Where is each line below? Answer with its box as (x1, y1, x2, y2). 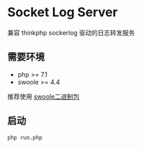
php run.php (7, 134, 42, 141)
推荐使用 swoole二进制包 (7, 92, 80, 101)
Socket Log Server (7, 4, 118, 20)
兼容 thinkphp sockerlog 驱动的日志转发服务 (7, 28, 136, 37)
